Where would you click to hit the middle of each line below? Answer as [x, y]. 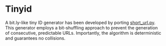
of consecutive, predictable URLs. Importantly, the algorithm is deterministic [83, 33]
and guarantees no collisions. [35, 38]
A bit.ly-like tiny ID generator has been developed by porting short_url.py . [81, 23]
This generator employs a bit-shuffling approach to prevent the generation [82, 27]
